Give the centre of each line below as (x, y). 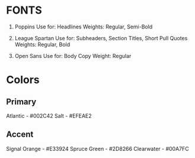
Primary (21, 101)
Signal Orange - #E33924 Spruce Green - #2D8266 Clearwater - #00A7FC (98, 149)
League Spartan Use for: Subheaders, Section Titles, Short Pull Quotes (101, 38)
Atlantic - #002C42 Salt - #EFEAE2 (49, 115)
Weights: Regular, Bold (42, 44)
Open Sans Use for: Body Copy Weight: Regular (73, 56)
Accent (20, 135)
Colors (23, 80)
